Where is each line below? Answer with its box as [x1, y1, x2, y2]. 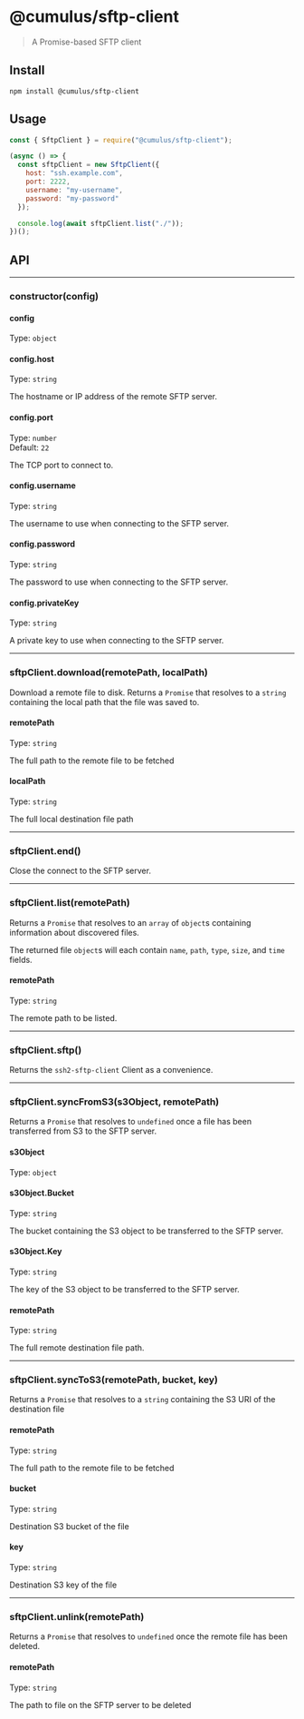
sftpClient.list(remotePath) [9, 897, 130, 909]
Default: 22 [9, 442, 50, 453]
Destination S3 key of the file [9, 1579, 118, 1590]
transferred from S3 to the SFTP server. [9, 1125, 157, 1136]
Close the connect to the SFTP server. [9, 865, 152, 877]
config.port [9, 412, 54, 423]
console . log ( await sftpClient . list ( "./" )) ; [17, 219, 184, 228]
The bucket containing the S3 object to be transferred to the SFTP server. [9, 1225, 283, 1236]
